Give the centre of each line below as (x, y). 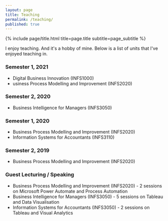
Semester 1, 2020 (27, 121)
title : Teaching (22, 15)
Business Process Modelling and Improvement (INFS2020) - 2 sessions (87, 185)
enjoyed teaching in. (26, 54)
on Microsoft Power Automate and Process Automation (70, 191)
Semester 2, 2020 (28, 97)
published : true (22, 24)
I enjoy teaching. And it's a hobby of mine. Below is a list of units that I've (82, 48)
